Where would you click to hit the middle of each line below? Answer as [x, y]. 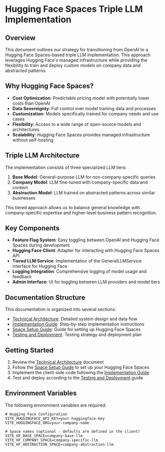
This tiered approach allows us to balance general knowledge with [73, 207]
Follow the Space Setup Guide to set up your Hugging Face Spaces [81, 367]
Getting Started [29, 350]
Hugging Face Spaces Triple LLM [74, 9]
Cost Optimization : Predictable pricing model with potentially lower [81, 98]
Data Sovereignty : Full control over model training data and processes [84, 108]
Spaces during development [41, 245]
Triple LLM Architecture [42, 156]
